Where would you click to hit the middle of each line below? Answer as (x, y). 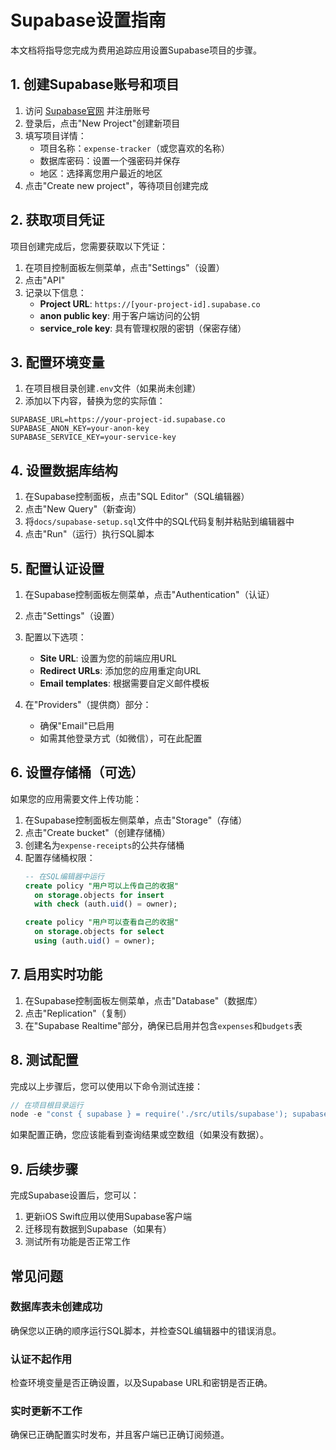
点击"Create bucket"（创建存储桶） (97, 832)
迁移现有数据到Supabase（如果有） (98, 1229)
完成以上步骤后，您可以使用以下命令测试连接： (106, 1086)
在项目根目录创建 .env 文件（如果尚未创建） (113, 388)
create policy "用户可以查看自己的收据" (102, 922)
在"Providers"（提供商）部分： (88, 704)
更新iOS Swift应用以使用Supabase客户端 (108, 1217)
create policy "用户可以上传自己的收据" (102, 886)
